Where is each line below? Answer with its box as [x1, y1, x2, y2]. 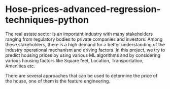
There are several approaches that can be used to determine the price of [5, 72, 158, 78]
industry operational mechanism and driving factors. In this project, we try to [5, 47, 165, 53]
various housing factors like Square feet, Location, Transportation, [5, 57, 144, 63]
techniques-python [5, 14, 89, 26]
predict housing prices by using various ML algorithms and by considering [5, 52, 161, 58]
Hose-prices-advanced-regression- [5, 4, 161, 15]
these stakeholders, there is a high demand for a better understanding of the [5, 41, 165, 47]
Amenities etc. [5, 63, 36, 69]
